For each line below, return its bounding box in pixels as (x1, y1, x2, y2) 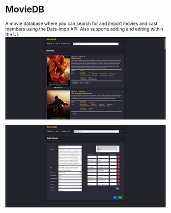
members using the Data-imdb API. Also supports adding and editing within (5, 25, 164, 32)
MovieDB (5, 4, 45, 15)
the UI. (5, 31, 19, 37)
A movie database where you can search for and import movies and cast (5, 20, 158, 26)
